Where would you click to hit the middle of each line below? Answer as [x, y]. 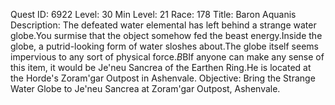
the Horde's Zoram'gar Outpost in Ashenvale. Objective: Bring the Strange [163, 78]
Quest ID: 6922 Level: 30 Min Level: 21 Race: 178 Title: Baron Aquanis [153, 14]
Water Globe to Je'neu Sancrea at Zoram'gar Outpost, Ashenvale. [145, 88]
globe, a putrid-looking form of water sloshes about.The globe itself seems [164, 46]
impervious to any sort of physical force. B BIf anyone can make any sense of [167, 57]
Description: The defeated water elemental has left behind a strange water [163, 25]
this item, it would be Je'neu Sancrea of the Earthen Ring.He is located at [161, 67]
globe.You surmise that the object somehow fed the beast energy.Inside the [166, 35]
